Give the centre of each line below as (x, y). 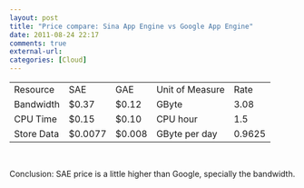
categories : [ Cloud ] (49, 60)
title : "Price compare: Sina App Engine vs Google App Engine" (132, 26)
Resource (34, 89)
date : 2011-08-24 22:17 (54, 35)
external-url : (36, 52)
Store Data (37, 134)
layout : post (34, 18)
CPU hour (177, 119)
